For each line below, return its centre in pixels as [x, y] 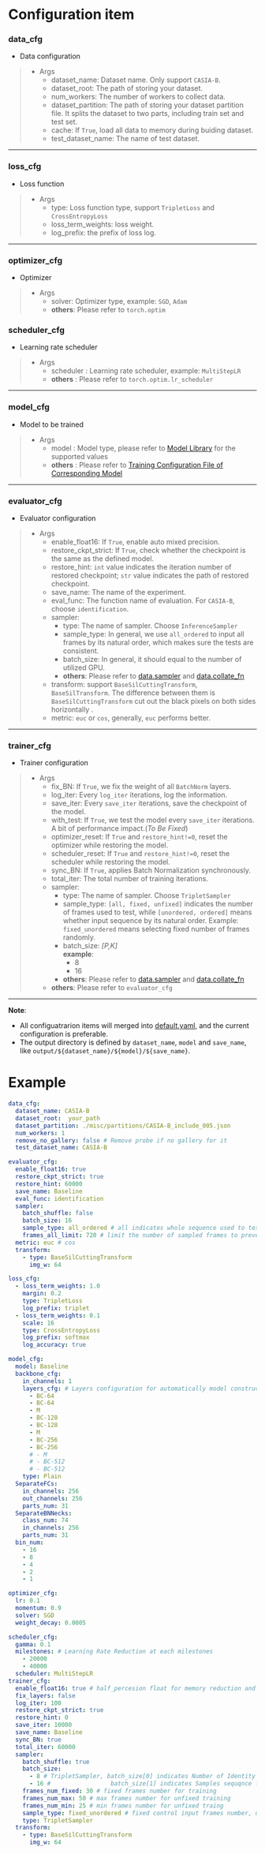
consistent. [81, 650]
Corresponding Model [87, 473]
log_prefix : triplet [56, 1308]
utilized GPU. [84, 667]
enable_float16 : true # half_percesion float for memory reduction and [136, 1688]
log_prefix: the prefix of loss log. [103, 232]
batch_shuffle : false [58, 1213]
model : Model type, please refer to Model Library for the [144, 448]
